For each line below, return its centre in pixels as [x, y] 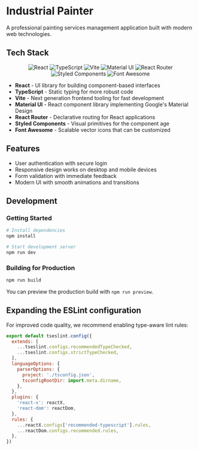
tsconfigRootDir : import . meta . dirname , [71, 380]
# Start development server [41, 247]
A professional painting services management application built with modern [99, 28]
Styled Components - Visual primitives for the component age [92, 123]
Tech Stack [28, 53]
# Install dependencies [36, 231]
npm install [21, 236]
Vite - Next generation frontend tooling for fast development [89, 98]
